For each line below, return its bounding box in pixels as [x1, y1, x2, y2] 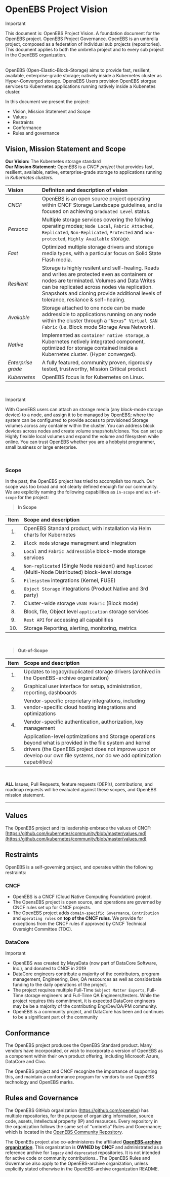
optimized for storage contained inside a [41, 344, 138, 351]
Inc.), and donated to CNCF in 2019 [12, 966, 87, 972]
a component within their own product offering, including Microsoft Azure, [5, 1053, 160, 1059]
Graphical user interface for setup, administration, [23, 683, 142, 690]
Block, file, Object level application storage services [23, 608, 149, 615]
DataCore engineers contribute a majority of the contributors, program [12, 971, 160, 977]
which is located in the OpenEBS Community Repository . [5, 1129, 123, 1135]
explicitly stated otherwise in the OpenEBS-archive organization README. [5, 1165, 159, 1172]
